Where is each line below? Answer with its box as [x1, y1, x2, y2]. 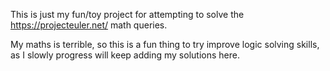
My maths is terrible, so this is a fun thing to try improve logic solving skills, [10, 39, 320, 50]
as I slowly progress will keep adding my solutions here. [10, 49, 240, 61]
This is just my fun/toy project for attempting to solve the [10, 9, 245, 20]
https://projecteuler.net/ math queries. [10, 19, 168, 31]
